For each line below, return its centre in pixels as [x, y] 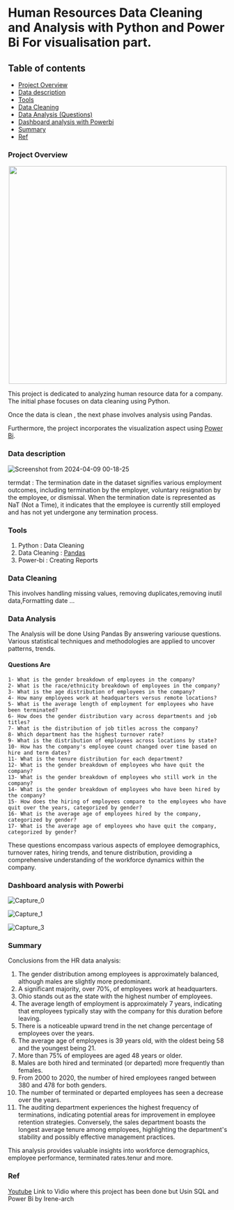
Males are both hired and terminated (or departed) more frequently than [121, 1063]
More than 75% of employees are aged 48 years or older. [100, 1056]
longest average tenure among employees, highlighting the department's [123, 1130]
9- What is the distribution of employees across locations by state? [112, 740]
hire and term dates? [39, 753]
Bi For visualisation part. [80, 43]
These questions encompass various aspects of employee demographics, [114, 845]
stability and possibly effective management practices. [96, 1137]
